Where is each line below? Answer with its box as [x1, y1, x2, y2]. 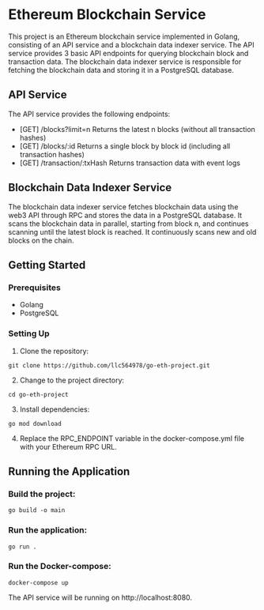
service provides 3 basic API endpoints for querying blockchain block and [8, 48, 249, 58]
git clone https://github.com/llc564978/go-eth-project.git [8, 361, 211, 369]
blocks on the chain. [8, 235, 74, 245]
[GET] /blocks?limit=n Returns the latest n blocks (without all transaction [19, 124, 255, 134]
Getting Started [8, 258, 86, 272]
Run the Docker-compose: [8, 561, 112, 572]
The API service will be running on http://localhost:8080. [8, 593, 192, 602]
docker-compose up [8, 578, 69, 586]
